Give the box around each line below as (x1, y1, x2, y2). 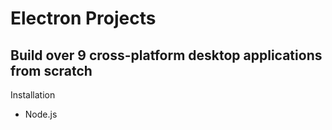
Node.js (24, 108, 58, 120)
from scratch (10, 62, 93, 79)
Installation (10, 89, 56, 101)
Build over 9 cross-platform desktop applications (10, 47, 323, 64)
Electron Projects (10, 7, 157, 30)
